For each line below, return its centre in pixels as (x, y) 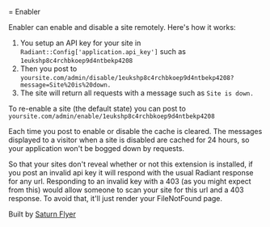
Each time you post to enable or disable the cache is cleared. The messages (135, 131)
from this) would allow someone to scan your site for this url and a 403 (126, 190)
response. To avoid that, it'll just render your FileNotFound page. (116, 198)
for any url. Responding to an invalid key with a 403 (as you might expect (130, 181)
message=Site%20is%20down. (65, 85)
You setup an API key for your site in (80, 43)
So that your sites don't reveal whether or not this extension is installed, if (131, 164)
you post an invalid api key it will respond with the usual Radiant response (131, 172)
